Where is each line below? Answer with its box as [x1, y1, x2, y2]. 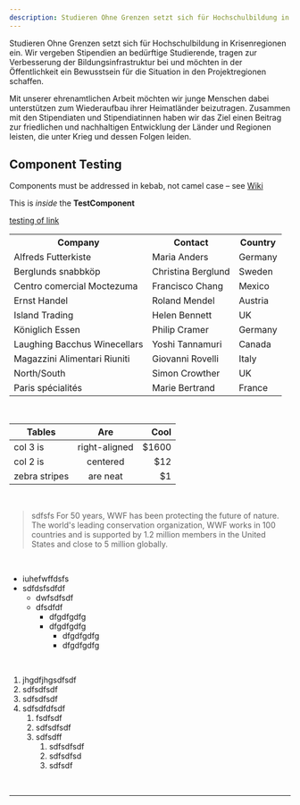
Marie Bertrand [151, 382, 216, 394]
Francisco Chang [151, 280, 224, 292]
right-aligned [77, 441, 134, 453]
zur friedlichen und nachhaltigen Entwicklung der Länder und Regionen [9, 122, 271, 132]
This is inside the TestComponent [9, 198, 136, 208]
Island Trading [13, 309, 74, 322]
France [238, 382, 269, 394]
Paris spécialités [13, 382, 83, 394]
